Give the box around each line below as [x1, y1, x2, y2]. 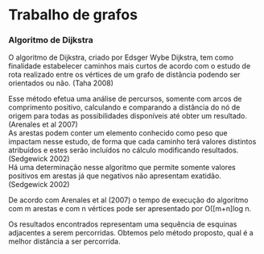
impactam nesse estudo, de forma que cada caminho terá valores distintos [8, 137, 257, 147]
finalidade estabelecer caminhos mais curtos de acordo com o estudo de [8, 61, 251, 71]
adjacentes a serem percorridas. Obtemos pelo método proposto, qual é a [8, 228, 254, 238]
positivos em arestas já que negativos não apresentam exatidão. [8, 171, 221, 181]
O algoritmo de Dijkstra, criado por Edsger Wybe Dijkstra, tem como [8, 52, 234, 62]
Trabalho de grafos [8, 6, 138, 24]
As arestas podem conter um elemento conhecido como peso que [8, 128, 228, 138]
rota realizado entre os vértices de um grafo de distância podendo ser [8, 70, 241, 80]
